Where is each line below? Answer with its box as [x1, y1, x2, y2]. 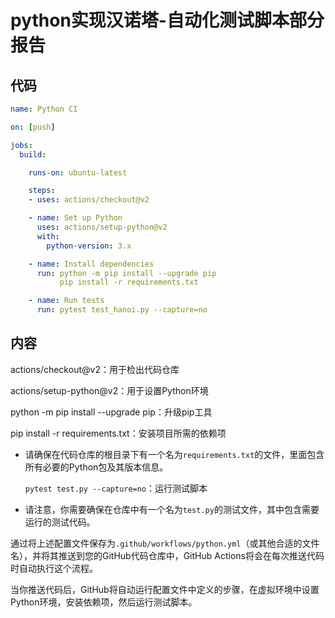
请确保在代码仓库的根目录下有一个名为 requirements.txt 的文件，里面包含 [24, 448, 325, 460]
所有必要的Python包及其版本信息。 [24, 461, 169, 473]
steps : [28, 186, 56, 196]
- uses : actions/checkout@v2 [28, 195, 150, 205]
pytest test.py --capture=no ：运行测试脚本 [24, 482, 208, 494]
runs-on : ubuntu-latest [28, 167, 128, 178]
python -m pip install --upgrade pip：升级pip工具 [10, 406, 213, 418]
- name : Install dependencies [28, 259, 155, 269]
